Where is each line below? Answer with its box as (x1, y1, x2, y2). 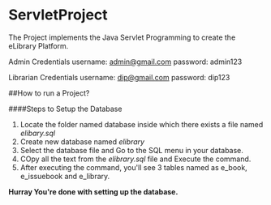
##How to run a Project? (8, 88, 90, 98)
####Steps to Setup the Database (8, 104, 123, 113)
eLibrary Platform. (8, 41, 69, 50)
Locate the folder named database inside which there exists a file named (19, 119, 264, 129)
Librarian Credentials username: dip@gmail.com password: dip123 (8, 72, 230, 82)
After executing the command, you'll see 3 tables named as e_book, (19, 162, 247, 172)
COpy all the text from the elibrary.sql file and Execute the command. (19, 154, 252, 164)
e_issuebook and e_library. (19, 171, 110, 181)
